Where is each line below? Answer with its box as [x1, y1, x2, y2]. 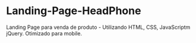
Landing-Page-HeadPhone [6, 4, 141, 18]
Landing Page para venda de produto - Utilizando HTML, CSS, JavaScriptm [6, 24, 191, 31]
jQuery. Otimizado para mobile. [6, 29, 82, 37]
